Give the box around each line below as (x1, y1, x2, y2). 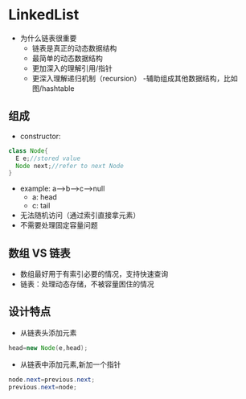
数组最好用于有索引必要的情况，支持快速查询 (19, 269, 169, 279)
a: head (31, 192, 58, 202)
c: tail (31, 201, 51, 211)
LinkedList (8, 6, 80, 24)
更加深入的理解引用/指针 (31, 63, 113, 73)
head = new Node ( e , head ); (8, 343, 88, 352)
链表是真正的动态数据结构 (31, 43, 117, 53)
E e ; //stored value (15, 154, 81, 162)
